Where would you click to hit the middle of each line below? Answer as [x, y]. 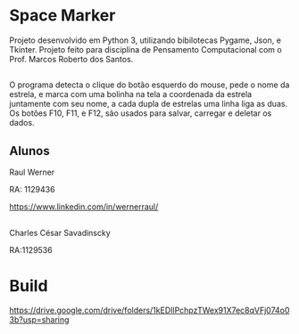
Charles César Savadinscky [60, 232]
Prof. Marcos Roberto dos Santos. [71, 59]
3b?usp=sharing [39, 320]
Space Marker [62, 16]
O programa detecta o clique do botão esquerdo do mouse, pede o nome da [149, 85]
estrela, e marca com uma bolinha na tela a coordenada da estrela [131, 94]
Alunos [30, 151]
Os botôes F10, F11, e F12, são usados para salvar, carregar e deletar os [141, 113]
